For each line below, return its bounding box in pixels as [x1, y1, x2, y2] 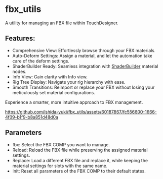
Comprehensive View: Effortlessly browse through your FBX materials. [12, 47, 156, 53]
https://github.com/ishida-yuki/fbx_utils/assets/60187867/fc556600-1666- [5, 109, 157, 115]
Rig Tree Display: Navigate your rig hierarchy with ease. [12, 79, 126, 85]
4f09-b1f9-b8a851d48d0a [5, 114, 58, 120]
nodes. [12, 68, 27, 74]
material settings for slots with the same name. [12, 163, 108, 169]
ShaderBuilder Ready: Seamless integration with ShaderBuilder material [12, 63, 158, 69]
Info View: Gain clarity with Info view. [12, 73, 88, 80]
